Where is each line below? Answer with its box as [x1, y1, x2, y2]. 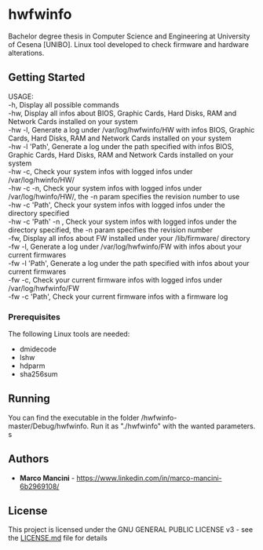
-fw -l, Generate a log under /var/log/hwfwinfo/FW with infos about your [8, 242, 242, 251]
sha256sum [19, 370, 58, 379]
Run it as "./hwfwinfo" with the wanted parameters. [90, 421, 256, 431]
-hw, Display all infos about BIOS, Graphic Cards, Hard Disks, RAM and [8, 108, 237, 118]
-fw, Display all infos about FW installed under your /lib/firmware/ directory [8, 233, 250, 242]
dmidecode [19, 344, 57, 354]
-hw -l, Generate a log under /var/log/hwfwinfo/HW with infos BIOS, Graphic [8, 125, 255, 134]
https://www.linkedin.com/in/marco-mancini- [76, 473, 222, 483]
